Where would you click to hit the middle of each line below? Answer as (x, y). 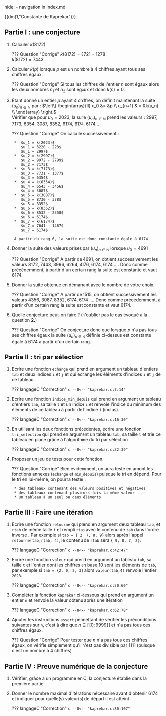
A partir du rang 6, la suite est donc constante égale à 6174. (82, 239)
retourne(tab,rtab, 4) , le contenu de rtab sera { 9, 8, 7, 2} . (76, 540)
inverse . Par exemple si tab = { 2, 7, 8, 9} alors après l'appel (78, 535)
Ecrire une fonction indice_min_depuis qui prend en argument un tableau (86, 399)
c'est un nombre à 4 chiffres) (41, 651)
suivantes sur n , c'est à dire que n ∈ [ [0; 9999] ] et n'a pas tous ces (81, 625)
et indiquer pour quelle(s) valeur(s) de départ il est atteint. (71, 699)
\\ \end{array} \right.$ (34, 112)
